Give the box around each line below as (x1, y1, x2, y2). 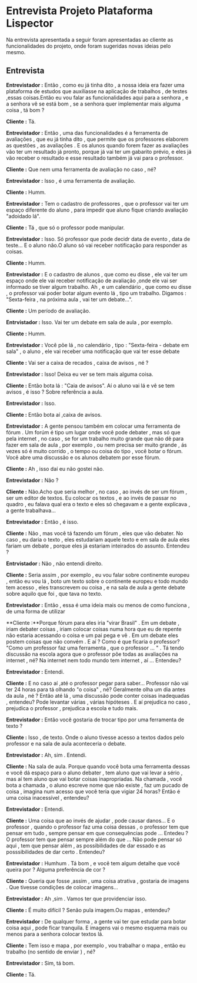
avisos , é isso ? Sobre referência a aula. (6, 388, 104, 395)
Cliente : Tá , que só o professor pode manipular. (6, 224, 125, 231)
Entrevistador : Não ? (6, 476, 59, 484)
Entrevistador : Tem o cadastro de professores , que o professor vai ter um (6, 200, 189, 207)
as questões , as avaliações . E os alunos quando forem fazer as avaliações (6, 141, 189, 149)
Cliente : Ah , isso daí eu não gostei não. (6, 465, 105, 472)
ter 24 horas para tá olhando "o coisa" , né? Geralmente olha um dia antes (6, 685, 186, 693)
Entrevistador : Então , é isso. (6, 518, 79, 525)
